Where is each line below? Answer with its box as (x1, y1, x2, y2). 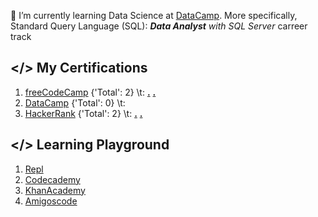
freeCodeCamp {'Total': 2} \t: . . (24, 86, 157, 98)
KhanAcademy (24, 184, 86, 196)
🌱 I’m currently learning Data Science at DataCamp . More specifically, (10, 10, 298, 21)
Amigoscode (24, 195, 78, 207)
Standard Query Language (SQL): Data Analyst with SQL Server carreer (10, 20, 308, 32)
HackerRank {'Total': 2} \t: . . (24, 107, 143, 119)
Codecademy (24, 173, 81, 185)
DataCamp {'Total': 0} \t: (24, 96, 126, 109)
